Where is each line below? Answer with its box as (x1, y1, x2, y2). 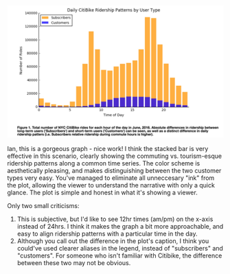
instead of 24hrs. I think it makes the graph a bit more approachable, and (16, 222, 224, 230)
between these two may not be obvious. (16, 258, 131, 266)
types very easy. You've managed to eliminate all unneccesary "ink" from (7, 174, 215, 182)
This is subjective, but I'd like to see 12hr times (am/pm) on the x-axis (16, 215, 214, 223)
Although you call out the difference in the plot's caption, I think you (16, 236, 209, 245)
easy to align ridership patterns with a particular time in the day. (16, 229, 198, 238)
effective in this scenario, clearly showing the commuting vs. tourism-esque (7, 152, 222, 160)
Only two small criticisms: (7, 201, 80, 209)
